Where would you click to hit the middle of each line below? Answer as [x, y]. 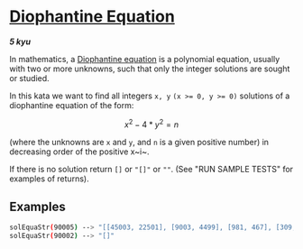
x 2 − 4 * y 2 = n [151, 124]
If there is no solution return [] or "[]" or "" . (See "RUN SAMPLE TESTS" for [151, 169]
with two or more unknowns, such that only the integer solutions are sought [150, 69]
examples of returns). [49, 179]
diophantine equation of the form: [72, 105]
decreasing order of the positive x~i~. [80, 152]
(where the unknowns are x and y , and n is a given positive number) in [139, 142]
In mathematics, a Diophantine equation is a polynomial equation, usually [145, 59]
